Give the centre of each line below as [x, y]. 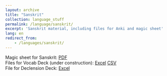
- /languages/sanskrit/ [39, 43]
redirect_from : [21, 39]
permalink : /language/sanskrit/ [39, 24]
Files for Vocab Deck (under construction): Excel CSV [61, 63]
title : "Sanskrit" [24, 15]
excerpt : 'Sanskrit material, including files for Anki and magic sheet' [85, 29]
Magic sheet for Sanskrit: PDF [36, 57]
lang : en [14, 33]
